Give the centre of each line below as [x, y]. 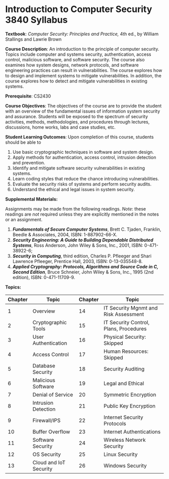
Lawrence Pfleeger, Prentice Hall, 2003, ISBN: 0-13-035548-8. [77, 261]
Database [44, 365]
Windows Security [125, 465]
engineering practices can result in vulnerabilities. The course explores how [84, 70]
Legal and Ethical [124, 383]
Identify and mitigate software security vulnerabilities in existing [78, 168]
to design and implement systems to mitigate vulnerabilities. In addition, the [83, 75]
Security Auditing [124, 369]
